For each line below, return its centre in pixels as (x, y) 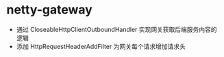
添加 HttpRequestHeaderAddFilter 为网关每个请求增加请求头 (101, 46)
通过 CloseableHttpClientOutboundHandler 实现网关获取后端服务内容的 (116, 29)
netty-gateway (50, 10)
